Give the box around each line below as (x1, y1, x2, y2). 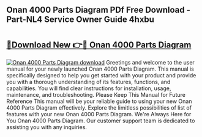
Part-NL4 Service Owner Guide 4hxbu (6, 15, 155, 25)
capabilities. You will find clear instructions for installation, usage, (6, 85, 171, 92)
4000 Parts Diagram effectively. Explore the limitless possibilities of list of (6, 104, 192, 111)
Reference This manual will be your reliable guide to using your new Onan (6, 97, 192, 105)
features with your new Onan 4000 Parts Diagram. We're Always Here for (6, 111, 192, 118)
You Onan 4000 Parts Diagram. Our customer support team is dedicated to (6, 117, 195, 124)
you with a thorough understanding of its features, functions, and (6, 79, 171, 85)
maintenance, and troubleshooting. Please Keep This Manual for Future (6, 91, 185, 98)
